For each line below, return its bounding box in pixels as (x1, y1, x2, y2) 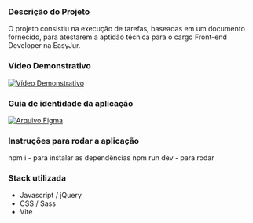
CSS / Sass (19, 199, 57, 208)
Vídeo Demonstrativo (8, 60, 92, 71)
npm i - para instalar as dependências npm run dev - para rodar (8, 153, 214, 163)
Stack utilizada (8, 173, 67, 184)
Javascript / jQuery (19, 191, 82, 200)
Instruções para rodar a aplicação (8, 135, 140, 146)
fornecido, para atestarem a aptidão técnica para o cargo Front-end (8, 32, 228, 42)
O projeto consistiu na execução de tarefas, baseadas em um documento (8, 24, 246, 34)
